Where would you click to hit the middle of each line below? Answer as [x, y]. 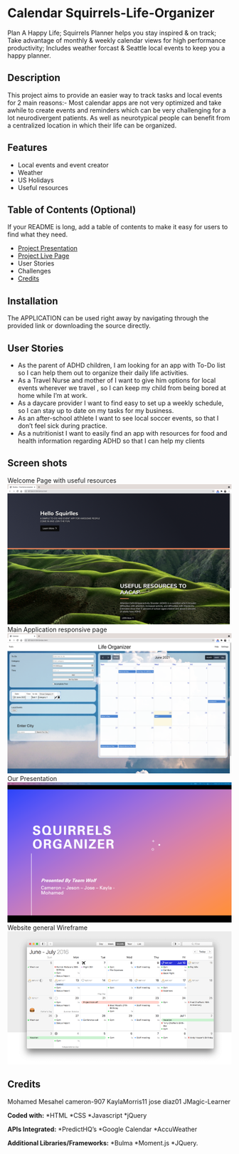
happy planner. [29, 56]
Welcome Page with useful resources [62, 480]
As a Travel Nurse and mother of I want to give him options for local [117, 380]
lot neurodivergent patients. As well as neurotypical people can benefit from [119, 117]
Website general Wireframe [47, 928]
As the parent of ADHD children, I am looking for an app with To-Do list [121, 365]
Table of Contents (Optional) [72, 210]
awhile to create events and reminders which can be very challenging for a [117, 110]
